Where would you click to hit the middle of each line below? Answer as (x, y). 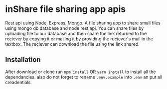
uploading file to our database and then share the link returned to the (76, 33)
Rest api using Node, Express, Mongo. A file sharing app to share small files (83, 23)
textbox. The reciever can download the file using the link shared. (72, 44)
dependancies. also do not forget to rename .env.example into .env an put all (84, 77)
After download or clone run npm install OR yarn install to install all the (81, 72)
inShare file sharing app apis (66, 9)
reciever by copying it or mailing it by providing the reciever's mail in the (79, 39)
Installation (23, 60)
